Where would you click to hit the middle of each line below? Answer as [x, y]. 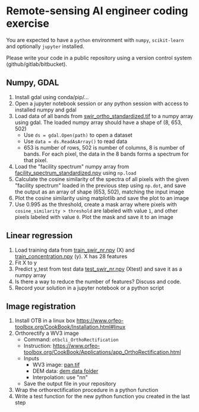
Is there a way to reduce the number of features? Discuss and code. [98, 281]
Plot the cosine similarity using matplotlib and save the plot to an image [102, 198]
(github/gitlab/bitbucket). [37, 64]
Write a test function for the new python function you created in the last [102, 397]
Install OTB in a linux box [45, 321]
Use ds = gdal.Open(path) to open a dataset [78, 135]
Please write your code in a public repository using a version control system [99, 58]
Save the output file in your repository [70, 384]
